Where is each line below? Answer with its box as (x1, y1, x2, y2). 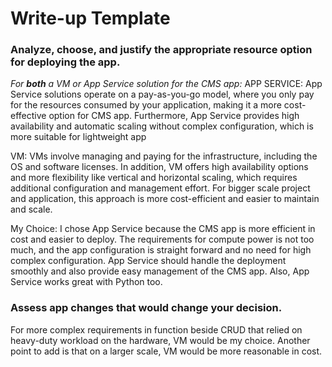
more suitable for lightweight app (10, 131, 147, 143)
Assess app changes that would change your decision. (10, 301, 283, 315)
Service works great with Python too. (10, 276, 163, 288)
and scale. (10, 203, 53, 216)
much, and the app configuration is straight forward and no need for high (10, 244, 312, 256)
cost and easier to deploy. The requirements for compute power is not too (10, 233, 315, 246)
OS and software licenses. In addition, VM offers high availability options (10, 161, 309, 173)
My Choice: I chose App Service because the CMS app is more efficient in (10, 223, 316, 235)
